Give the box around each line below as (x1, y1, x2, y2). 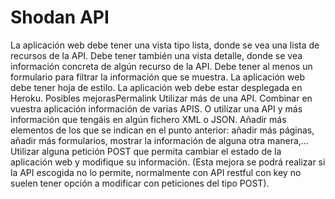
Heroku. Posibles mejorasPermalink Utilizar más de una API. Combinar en (10, 92, 313, 104)
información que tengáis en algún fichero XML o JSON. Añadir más (10, 113, 287, 125)
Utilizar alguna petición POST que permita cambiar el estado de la (10, 145, 282, 157)
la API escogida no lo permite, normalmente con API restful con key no (10, 166, 302, 178)
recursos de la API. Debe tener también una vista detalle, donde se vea (10, 49, 303, 61)
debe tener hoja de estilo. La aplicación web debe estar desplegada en (10, 81, 303, 93)
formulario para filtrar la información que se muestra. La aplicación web (10, 71, 306, 83)
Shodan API (10, 6, 110, 29)
